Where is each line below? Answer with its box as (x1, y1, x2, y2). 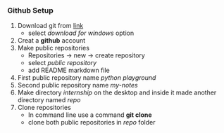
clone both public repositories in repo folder (27, 118, 156, 127)
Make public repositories (17, 44, 90, 52)
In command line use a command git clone (27, 111, 153, 119)
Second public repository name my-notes (17, 81, 139, 90)
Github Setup (7, 6, 54, 15)
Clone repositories (17, 104, 72, 112)
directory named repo (17, 96, 81, 104)
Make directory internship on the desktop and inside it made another (17, 88, 217, 97)
